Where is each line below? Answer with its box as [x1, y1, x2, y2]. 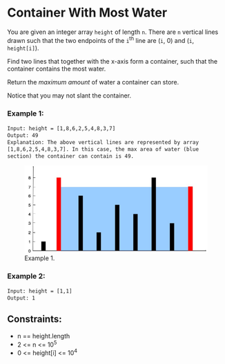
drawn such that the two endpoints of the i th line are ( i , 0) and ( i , [7, 35, 195, 44]
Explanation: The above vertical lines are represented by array [7, 138, 199, 146]
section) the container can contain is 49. [7, 152, 135, 160]
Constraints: [7, 313, 62, 325]
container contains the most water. [7, 64, 106, 73]
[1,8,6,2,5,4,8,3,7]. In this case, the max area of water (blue [7, 145, 199, 153]
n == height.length [17, 331, 70, 340]
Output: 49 [7, 131, 39, 139]
